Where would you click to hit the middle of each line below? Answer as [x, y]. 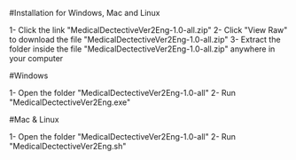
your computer [36, 58]
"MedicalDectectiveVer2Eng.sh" [68, 146]
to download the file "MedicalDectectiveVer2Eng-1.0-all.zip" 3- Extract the [145, 40]
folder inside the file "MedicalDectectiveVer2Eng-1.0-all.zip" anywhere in [142, 49]
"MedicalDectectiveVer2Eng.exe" [70, 102]
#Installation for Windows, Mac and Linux [85, 13]
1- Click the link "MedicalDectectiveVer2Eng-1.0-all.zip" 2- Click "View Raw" [148, 30]
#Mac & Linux [34, 120]
